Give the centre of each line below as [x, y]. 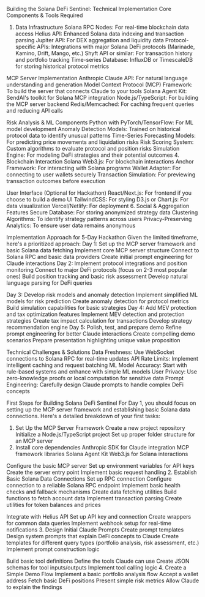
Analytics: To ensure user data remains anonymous [71, 225]
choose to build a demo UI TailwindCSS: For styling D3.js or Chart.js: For [97, 199]
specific [25, 47]
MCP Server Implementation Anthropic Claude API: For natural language [97, 78]
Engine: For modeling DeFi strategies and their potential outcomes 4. [93, 155]
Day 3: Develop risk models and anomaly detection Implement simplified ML [102, 295]
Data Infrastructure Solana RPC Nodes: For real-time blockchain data [102, 27]
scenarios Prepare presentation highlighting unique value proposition [93, 340]
